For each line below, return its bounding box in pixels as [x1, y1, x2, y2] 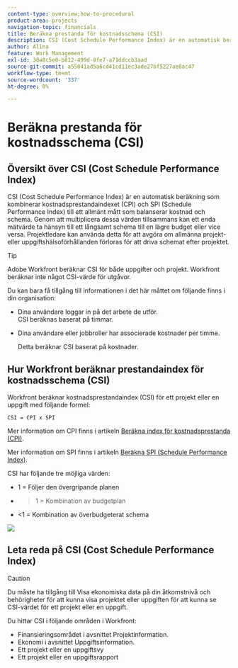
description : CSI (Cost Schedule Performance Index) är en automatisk [7, 37, 220, 44]
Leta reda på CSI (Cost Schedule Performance [7, 544, 215, 556]
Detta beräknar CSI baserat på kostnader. [17, 343, 140, 351]
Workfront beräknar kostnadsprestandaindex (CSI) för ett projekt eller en [7, 393, 220, 402]
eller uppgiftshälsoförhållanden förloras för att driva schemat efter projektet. [7, 238, 230, 247]
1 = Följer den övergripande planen [17, 483, 120, 492]
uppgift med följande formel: [7, 401, 91, 409]
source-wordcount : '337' [7, 76, 81, 84]
